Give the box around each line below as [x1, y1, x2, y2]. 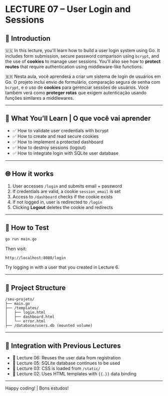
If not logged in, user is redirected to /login [12, 199, 102, 205]
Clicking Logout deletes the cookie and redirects [12, 204, 113, 210]
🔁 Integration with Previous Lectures [5, 341, 121, 350]
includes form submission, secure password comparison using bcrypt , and [5, 53, 159, 59]
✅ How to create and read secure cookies [12, 133, 99, 139]
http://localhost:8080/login [5, 256, 66, 261]
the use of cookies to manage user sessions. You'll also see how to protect [5, 59, 161, 64]
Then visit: [5, 246, 27, 252]
